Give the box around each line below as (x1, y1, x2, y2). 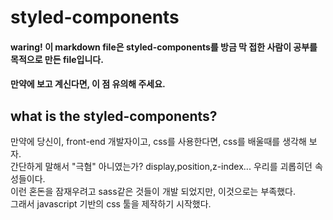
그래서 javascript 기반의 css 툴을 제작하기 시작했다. (10, 198, 212, 210)
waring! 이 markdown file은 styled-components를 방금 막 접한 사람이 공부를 (10, 41, 318, 53)
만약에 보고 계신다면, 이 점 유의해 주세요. (10, 78, 166, 90)
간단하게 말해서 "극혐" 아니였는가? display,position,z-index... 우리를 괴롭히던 (10, 161, 313, 173)
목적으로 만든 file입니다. (10, 53, 104, 65)
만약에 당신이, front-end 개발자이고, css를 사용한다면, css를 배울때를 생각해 (10, 136, 307, 148)
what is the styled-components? (10, 107, 218, 125)
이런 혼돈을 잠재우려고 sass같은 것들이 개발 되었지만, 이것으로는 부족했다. (10, 186, 296, 198)
